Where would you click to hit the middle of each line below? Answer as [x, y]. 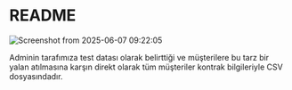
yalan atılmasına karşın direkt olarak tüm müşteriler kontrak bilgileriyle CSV [146, 67]
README [43, 16]
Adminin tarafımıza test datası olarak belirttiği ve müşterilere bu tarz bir [139, 57]
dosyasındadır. [36, 76]
